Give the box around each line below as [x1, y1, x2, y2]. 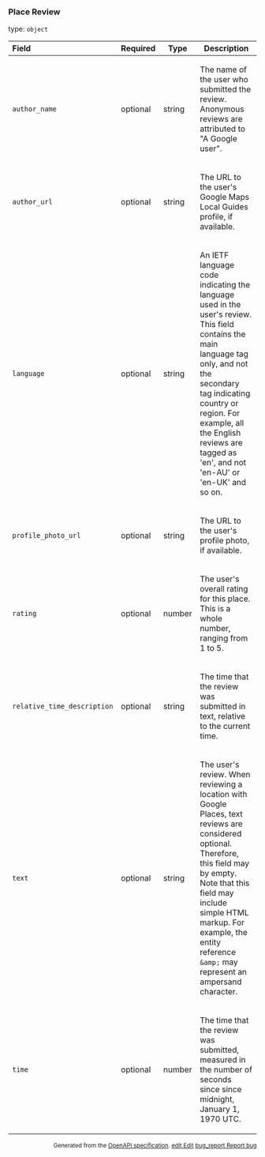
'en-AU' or [200, 467, 241, 478]
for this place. [200, 593, 251, 604]
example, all [200, 418, 244, 429]
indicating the [200, 280, 251, 291]
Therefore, [200, 848, 239, 859]
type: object [8, 24, 49, 34]
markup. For [200, 917, 244, 928]
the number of [200, 1065, 252, 1076]
